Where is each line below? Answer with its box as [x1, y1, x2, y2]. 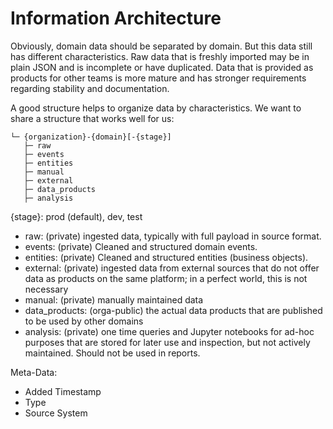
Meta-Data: [10, 366, 58, 378]
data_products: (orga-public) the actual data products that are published [24, 304, 323, 316]
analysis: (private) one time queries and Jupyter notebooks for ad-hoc [24, 325, 315, 337]
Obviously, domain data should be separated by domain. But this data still [10, 40, 313, 52]
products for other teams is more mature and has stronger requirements [10, 72, 307, 84]
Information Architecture [10, 7, 222, 30]
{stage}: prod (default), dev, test [10, 210, 143, 222]
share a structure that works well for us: [10, 112, 175, 124]
